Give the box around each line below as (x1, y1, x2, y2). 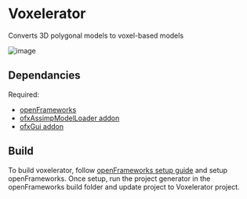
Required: (8, 90, 40, 99)
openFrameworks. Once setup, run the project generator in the (8, 174, 211, 183)
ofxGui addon (19, 121, 64, 131)
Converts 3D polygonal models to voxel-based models (8, 31, 184, 40)
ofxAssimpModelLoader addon (19, 113, 120, 123)
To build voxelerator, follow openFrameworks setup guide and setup (8, 165, 228, 175)
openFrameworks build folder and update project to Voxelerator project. (8, 182, 241, 191)
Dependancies (8, 68, 81, 83)
